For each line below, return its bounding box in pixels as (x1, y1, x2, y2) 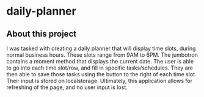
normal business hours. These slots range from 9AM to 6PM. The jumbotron (6, 51, 199, 59)
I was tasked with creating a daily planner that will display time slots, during (6, 45, 196, 52)
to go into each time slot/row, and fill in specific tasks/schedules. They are (6, 64, 194, 71)
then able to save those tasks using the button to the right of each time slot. (6, 71, 197, 77)
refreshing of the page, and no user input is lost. (6, 84, 128, 91)
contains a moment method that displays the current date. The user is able (6, 58, 194, 65)
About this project (6, 29, 77, 39)
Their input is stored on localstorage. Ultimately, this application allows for (6, 77, 192, 84)
